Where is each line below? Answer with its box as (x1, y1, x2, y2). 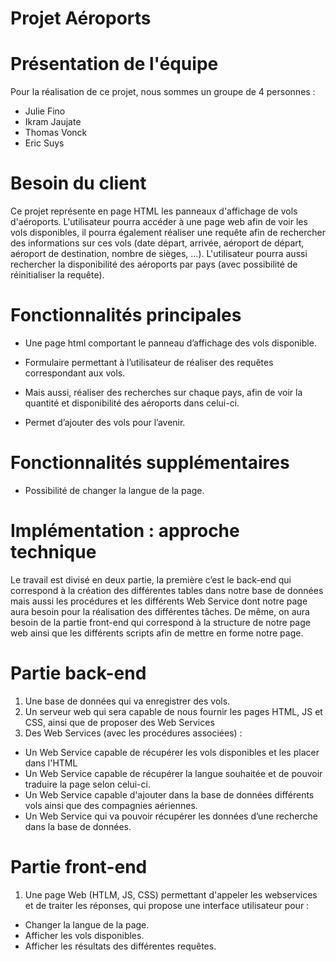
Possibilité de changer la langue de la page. (24, 484, 205, 496)
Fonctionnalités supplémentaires (10, 452, 290, 474)
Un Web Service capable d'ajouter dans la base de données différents (24, 788, 315, 801)
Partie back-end (10, 662, 147, 685)
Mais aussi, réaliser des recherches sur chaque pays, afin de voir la (24, 387, 303, 398)
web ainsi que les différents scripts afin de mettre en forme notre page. (10, 627, 304, 639)
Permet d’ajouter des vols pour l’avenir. (24, 417, 186, 428)
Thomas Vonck (24, 127, 88, 139)
